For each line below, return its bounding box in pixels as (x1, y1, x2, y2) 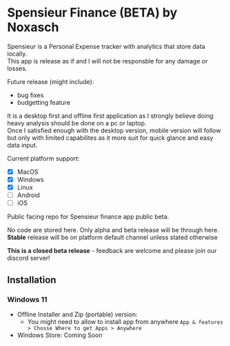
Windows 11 (7, 294, 48, 304)
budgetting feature (17, 98, 71, 106)
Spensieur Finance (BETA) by (7, 5, 178, 21)
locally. (7, 50, 28, 58)
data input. (7, 141, 38, 149)
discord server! (7, 254, 50, 263)
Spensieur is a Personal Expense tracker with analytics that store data (7, 42, 205, 50)
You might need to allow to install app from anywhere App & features (27, 317, 224, 325)
